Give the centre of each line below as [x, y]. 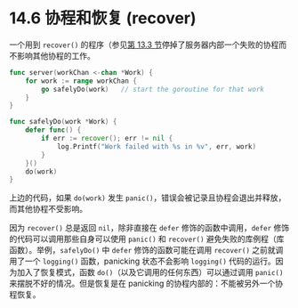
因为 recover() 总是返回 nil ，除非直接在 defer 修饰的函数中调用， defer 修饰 [149, 228]
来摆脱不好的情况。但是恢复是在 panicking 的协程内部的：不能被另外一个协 [146, 284]
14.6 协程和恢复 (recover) [103, 18]
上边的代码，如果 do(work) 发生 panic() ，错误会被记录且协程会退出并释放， [148, 198]
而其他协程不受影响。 [48, 209]
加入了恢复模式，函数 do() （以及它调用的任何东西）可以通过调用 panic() [150, 272]
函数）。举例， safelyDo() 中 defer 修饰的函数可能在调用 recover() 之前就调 [146, 250]
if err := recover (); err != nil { [107, 139]
